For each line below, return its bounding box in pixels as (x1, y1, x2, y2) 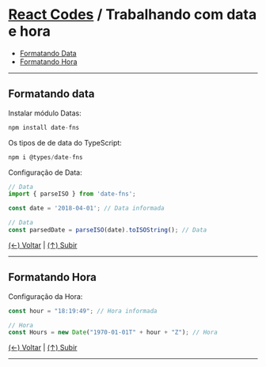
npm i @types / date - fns (8, 153, 83, 161)
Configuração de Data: (8, 168, 82, 177)
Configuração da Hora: (8, 291, 83, 301)
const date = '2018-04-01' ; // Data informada (8, 204, 165, 213)
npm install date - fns (8, 123, 80, 131)
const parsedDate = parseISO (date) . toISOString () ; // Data (8, 226, 207, 234)
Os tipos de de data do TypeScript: (8, 138, 123, 147)
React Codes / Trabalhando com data (8, 6, 257, 24)
